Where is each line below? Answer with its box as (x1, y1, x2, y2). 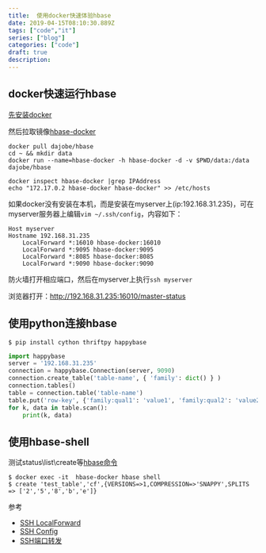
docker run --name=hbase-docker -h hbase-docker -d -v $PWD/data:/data (8, 156, 249, 164)
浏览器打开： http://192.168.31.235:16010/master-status (8, 291, 186, 301)
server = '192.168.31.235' (8, 359, 97, 367)
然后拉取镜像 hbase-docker (8, 126, 97, 136)
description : (8, 56, 51, 64)
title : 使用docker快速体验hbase (8, 11, 112, 20)
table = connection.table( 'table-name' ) (8, 389, 144, 397)
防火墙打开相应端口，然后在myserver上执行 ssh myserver (8, 275, 192, 284)
